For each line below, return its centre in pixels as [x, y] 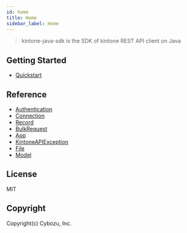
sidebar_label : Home [33, 23]
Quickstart [28, 75]
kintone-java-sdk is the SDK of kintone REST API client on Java [101, 41]
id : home [17, 12]
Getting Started [36, 60]
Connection [30, 116]
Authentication [34, 109]
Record [24, 122]
